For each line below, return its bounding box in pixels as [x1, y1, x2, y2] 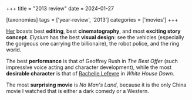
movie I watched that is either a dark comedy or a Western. [6, 88, 149, 94]
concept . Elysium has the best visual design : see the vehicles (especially [6, 34, 184, 40]
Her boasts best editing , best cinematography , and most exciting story [6, 27, 181, 35]
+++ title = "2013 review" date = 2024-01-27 [6, 5, 114, 12]
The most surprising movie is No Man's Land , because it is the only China [6, 81, 187, 88]
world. [6, 46, 22, 53]
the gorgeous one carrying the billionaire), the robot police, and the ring [6, 40, 180, 47]
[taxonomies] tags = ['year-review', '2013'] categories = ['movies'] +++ [6, 16, 178, 23]
